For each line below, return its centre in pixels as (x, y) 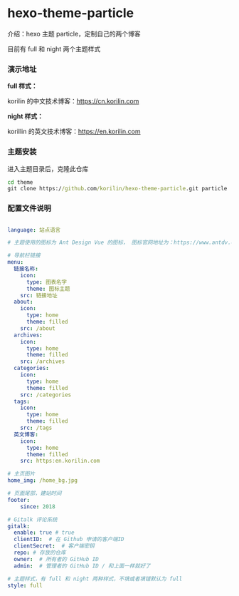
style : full (25, 585)
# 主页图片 (21, 474)
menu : (15, 262)
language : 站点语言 (34, 230)
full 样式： (22, 86)
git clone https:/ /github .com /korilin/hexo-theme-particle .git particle (117, 189)
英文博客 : (26, 434)
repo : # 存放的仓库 (40, 553)
